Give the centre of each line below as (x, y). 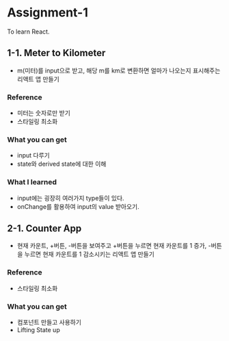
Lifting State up (38, 330)
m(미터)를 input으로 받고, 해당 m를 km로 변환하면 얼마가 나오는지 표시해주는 (119, 71)
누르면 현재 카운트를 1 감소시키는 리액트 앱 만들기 (90, 254)
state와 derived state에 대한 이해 (62, 164)
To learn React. (28, 31)
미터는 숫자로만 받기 (43, 113)
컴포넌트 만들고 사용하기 (49, 323)
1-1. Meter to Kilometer (56, 53)
